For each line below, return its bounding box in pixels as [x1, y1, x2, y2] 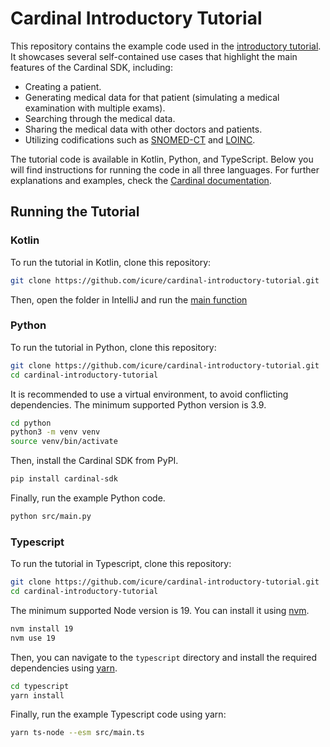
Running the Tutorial [10, 203, 140, 221]
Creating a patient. [24, 80, 102, 92]
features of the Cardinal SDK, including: [10, 61, 173, 73]
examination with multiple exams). [24, 102, 166, 114]
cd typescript [10, 681, 70, 691]
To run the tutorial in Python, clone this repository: [10, 341, 217, 353]
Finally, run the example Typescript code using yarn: [10, 708, 227, 721]
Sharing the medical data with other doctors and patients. [24, 123, 263, 135]
